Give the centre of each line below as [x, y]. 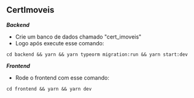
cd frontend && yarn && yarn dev [49, 89]
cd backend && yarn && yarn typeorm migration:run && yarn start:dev [97, 55]
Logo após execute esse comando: [60, 43]
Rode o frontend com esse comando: [62, 77]
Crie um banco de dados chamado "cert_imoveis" [78, 37]
